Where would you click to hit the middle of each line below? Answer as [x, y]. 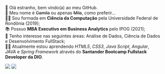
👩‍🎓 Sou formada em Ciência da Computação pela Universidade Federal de [82, 18]
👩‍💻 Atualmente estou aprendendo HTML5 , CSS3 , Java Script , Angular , [77, 46]
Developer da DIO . [24, 57]
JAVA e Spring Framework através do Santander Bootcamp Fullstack [76, 52]
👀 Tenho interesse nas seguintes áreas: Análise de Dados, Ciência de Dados [83, 36]
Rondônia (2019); [23, 23]
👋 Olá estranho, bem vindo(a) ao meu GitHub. [51, 8]
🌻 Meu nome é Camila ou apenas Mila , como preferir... [61, 13]
